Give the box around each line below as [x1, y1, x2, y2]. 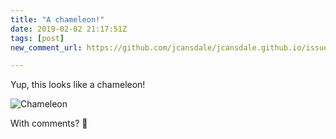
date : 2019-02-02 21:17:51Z [10, 24, 128, 34]
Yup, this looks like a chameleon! [10, 79, 146, 91]
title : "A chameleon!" [10, 14, 105, 25]
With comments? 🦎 [10, 117, 88, 130]
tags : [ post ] [10, 33, 65, 43]
